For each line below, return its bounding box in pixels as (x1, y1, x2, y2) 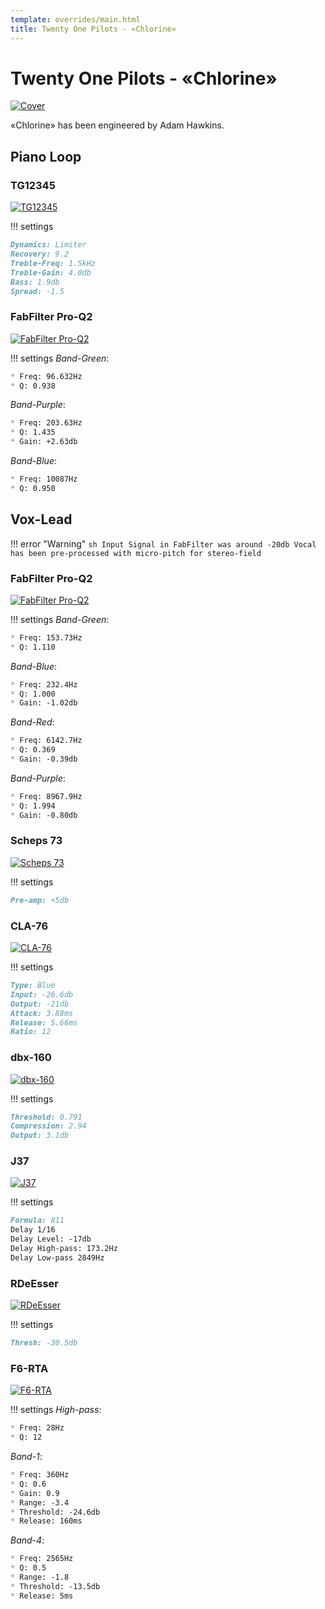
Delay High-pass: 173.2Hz (10, 1244, 118, 1254)
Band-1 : (10, 1451, 43, 1463)
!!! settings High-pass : (10, 1404, 102, 1416)
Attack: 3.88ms (10, 1008, 74, 1018)
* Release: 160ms (10, 1516, 83, 1526)
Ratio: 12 (10, 1027, 52, 1037)
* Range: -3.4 (10, 1497, 70, 1508)
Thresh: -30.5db (10, 1338, 78, 1348)
